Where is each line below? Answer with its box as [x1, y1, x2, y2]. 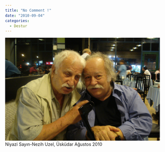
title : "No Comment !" [5, 8, 52, 13]
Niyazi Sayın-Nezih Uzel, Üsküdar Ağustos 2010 [5, 141, 102, 147]
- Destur [9, 24, 27, 28]
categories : [5, 18, 29, 23]
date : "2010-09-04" [5, 13, 45, 18]
